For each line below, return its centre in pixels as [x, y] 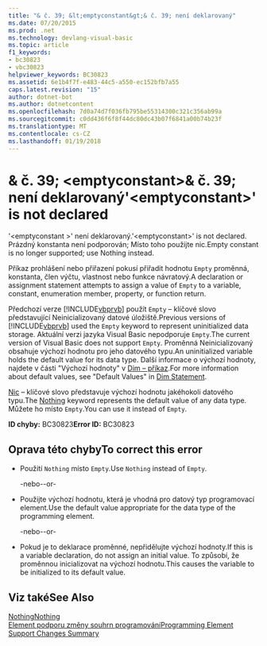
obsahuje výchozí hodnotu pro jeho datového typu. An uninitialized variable [130, 351]
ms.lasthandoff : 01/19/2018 [55, 141]
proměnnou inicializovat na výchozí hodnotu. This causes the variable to [137, 564]
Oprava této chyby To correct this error [105, 449]
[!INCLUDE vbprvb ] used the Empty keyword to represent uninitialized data [128, 326]
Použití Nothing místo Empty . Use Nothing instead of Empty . [113, 469]
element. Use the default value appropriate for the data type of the [128, 508]
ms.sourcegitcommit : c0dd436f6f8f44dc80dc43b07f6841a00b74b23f [115, 119]
